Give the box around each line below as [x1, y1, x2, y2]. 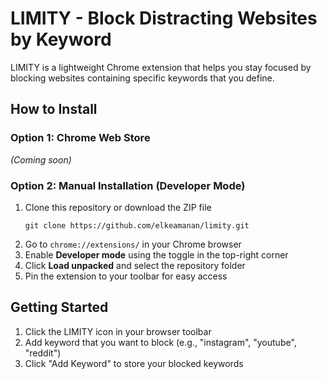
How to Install [10, 101, 98, 118]
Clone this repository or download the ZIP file [24, 201, 212, 213]
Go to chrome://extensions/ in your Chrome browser [24, 238, 242, 250]
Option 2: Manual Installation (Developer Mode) [10, 178, 246, 192]
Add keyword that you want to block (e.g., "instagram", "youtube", [24, 336, 297, 348]
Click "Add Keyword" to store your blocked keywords [24, 357, 244, 369]
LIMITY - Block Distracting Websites [10, 7, 318, 30]
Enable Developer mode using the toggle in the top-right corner [24, 248, 289, 261]
